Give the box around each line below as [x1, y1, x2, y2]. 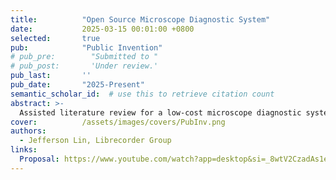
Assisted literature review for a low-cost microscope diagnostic [19, 107, 302, 118]
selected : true [10, 33, 101, 43]
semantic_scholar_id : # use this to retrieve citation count [10, 89, 275, 99]
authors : [10, 126, 47, 136]
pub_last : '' [10, 71, 92, 81]
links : [10, 145, 38, 155]
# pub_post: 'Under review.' [10, 61, 159, 71]
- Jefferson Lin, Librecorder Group [19, 136, 172, 146]
